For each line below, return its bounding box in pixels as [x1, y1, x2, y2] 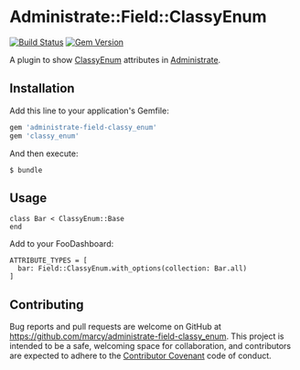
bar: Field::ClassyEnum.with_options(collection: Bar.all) [17, 264, 248, 273]
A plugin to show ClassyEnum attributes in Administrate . [9, 54, 221, 65]
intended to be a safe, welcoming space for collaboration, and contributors [9, 341, 291, 352]
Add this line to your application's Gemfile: [9, 105, 169, 116]
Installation [9, 80, 75, 97]
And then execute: [9, 148, 79, 159]
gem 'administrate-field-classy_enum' [9, 122, 157, 132]
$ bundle [9, 165, 43, 174]
